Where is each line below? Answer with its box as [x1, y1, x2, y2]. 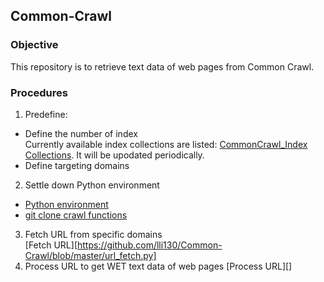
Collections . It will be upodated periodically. [24, 149, 205, 161]
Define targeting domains [24, 159, 130, 171]
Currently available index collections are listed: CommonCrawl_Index [24, 138, 308, 150]
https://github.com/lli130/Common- [77, 239, 223, 251]
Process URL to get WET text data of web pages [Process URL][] [24, 260, 293, 272]
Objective [10, 38, 59, 52]
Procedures [10, 85, 68, 99]
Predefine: [24, 108, 68, 120]
